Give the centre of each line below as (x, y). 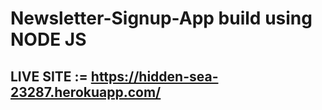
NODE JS (48, 39)
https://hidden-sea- (154, 76)
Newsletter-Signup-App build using (161, 18)
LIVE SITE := (49, 76)
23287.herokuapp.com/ (86, 92)
